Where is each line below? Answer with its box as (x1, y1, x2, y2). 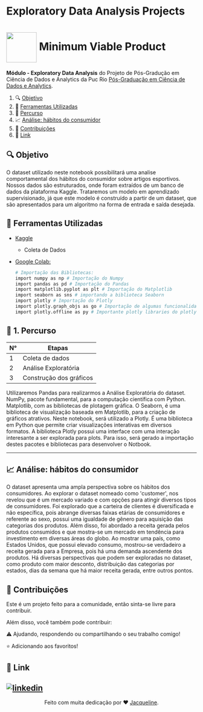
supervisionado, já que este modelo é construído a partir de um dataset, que (6, 194, 197, 201)
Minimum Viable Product (39, 40, 166, 54)
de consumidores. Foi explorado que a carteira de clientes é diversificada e (6, 503, 194, 510)
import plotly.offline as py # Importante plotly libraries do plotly (14, 309, 197, 315)
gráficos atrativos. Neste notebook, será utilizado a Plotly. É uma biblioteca (6, 414, 193, 422)
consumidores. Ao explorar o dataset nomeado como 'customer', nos (6, 490, 179, 497)
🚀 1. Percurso (6, 325, 56, 336)
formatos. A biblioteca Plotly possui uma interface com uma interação (6, 428, 180, 435)
